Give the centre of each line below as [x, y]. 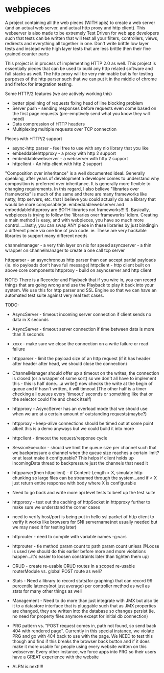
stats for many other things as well [47, 591]
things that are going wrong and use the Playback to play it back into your [80, 285]
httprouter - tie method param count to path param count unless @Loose [86, 546]
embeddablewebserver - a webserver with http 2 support [70, 158]
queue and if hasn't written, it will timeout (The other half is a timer [79, 388]
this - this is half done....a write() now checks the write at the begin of [82, 384]
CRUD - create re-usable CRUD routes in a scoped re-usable [73, 566]
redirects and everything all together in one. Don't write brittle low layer [77, 43]
